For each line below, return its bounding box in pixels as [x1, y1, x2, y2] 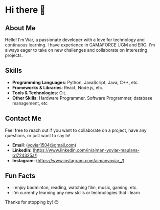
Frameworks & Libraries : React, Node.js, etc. [12, 84, 104, 90]
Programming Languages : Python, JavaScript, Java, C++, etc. [12, 79, 139, 85]
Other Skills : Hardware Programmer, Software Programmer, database [12, 95, 153, 101]
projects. [5, 52, 23, 58]
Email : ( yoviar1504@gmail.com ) [12, 142, 77, 148]
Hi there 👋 [5, 4, 46, 16]
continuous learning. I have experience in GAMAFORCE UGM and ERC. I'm [5, 42, 155, 48]
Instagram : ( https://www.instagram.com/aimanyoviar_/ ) [12, 157, 125, 163]
